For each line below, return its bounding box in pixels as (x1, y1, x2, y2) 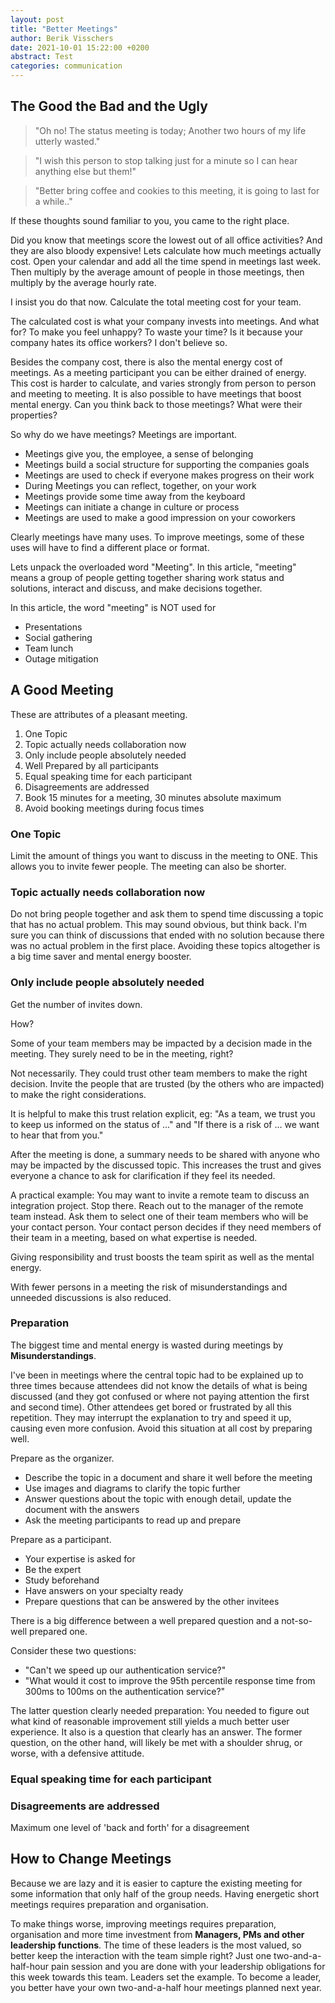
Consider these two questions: (10, 1644, 137, 1656)
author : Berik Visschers (10, 33, 114, 43)
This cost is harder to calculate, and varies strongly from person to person (10, 377, 317, 389)
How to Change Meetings (10, 1851, 172, 1868)
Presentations (24, 621, 83, 633)
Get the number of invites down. (10, 998, 143, 1010)
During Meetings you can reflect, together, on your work (24, 479, 257, 491)
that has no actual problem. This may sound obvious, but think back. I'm (10, 919, 308, 931)
